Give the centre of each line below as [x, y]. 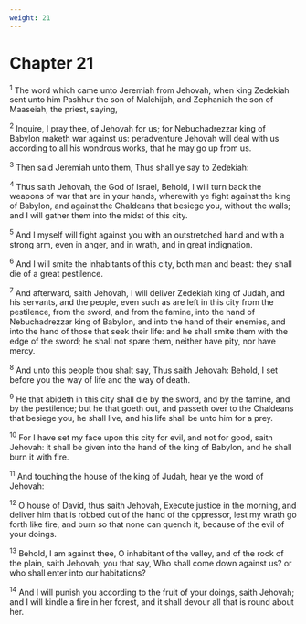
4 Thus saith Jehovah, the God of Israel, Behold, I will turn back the [136, 185]
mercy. [22, 351]
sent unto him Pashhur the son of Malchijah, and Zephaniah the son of [142, 100]
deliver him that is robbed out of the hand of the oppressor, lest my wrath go [153, 515]
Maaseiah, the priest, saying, [64, 110]
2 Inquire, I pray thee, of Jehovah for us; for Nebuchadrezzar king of [138, 127]
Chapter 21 [52, 63]
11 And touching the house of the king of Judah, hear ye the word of [137, 476]
